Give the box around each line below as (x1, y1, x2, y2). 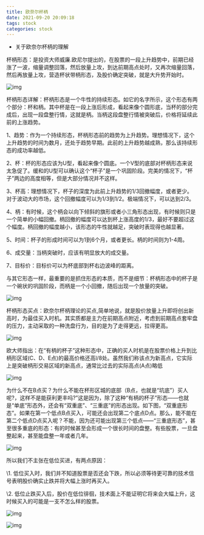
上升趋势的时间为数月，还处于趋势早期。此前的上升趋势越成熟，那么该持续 (6, 139, 192, 146)
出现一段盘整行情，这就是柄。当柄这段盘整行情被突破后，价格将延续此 (22, 111, 198, 118)
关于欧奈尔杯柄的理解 (15, 43, 69, 50)
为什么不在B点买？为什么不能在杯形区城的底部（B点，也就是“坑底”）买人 (6, 386, 188, 394)
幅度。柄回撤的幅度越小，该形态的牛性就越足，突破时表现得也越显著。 (11, 223, 187, 230)
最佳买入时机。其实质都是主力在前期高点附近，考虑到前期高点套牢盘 (27, 315, 198, 322)
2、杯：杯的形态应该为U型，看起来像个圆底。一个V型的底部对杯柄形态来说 (6, 160, 193, 167)
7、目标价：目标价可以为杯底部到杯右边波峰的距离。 (6, 262, 137, 269)
